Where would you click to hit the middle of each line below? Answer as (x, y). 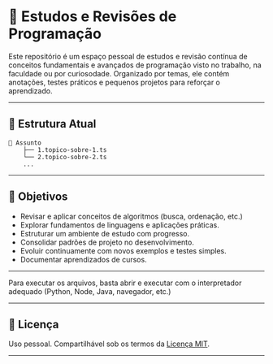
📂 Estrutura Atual (52, 124)
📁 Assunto (25, 143)
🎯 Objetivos (38, 197)
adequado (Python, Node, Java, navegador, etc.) (90, 291)
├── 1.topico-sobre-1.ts (65, 149)
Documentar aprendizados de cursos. (84, 259)
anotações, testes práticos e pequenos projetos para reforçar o (115, 82)
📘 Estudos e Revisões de (93, 17)
